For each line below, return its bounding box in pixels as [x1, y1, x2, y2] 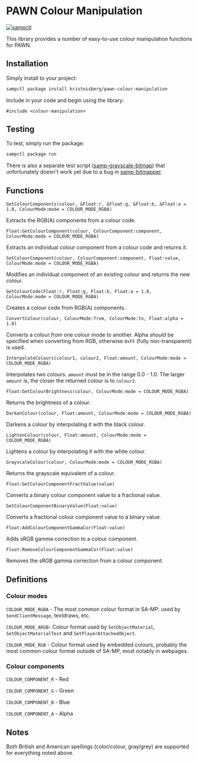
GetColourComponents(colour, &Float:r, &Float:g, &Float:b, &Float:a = [6, 201, 186, 207]
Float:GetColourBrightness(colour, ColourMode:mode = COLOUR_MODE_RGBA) [6, 389, 189, 395]
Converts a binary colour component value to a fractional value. [6, 492, 161, 499]
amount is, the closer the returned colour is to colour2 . [6, 377, 137, 385]
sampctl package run [6, 151, 57, 158]
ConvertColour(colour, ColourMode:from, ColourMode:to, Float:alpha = [6, 316, 184, 322]
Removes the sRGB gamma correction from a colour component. [6, 557, 164, 564]
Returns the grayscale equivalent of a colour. [6, 470, 115, 477]
